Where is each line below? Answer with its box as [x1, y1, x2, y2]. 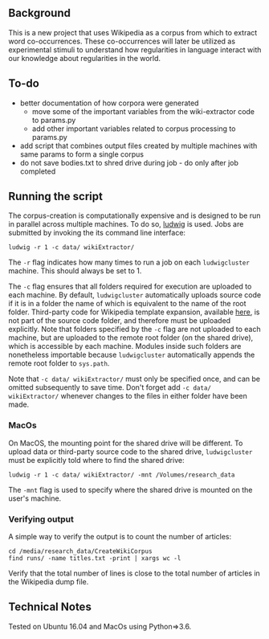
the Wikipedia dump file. [8, 577, 89, 587]
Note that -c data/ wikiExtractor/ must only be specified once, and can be [8, 374, 261, 384]
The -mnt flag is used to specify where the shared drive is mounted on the [8, 485, 253, 494]
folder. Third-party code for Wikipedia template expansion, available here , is [8, 307, 260, 317]
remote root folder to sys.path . [8, 358, 110, 368]
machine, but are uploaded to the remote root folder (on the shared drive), [8, 333, 254, 342]
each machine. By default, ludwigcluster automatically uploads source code [8, 290, 262, 300]
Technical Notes [8, 600, 92, 614]
